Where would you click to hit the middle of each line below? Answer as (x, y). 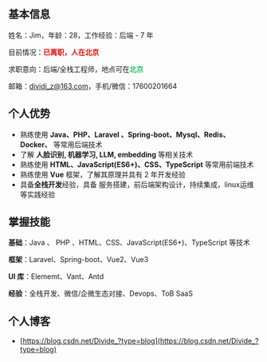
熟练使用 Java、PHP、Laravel (69, 134)
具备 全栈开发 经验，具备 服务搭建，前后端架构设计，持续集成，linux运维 (137, 184)
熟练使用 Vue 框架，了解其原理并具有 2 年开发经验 (102, 174)
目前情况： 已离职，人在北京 (54, 52)
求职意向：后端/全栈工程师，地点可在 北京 (76, 69)
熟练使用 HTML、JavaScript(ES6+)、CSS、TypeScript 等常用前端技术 (137, 164)
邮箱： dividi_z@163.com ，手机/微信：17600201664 (93, 86)
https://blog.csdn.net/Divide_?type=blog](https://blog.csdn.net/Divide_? (141, 341)
